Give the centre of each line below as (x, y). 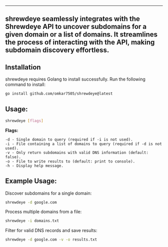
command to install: (25, 84)
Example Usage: (31, 181)
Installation (23, 67)
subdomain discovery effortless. (57, 50)
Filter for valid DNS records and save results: (51, 230)
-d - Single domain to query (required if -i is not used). (69, 139)
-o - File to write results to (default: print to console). (70, 161)
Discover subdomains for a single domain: (48, 193)
